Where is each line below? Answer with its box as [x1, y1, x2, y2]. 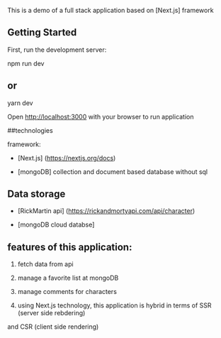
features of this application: [7, 241, 132, 253]
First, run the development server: [7, 45, 107, 54]
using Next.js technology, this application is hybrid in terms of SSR [17, 301, 212, 310]
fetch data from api [17, 260, 74, 268]
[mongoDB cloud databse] [17, 220, 95, 229]
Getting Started [7, 26, 77, 38]
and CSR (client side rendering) [7, 322, 99, 331]
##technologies [7, 126, 53, 134]
